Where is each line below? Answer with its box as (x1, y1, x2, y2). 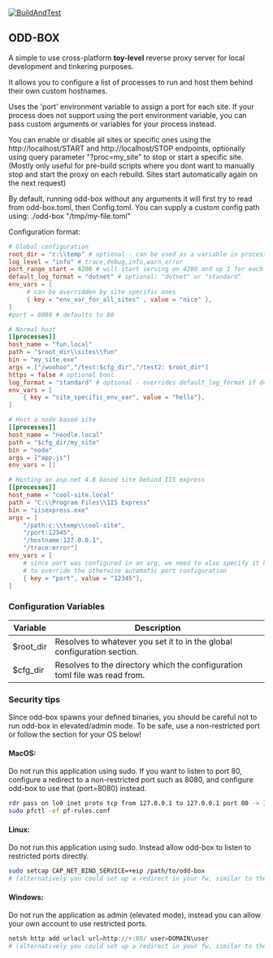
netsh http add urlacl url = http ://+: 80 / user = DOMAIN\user (8, 934, 209, 943)
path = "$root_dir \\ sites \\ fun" (8, 348, 118, 357)
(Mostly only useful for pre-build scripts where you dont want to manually (8, 160, 255, 170)
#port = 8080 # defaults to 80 (8, 310, 115, 319)
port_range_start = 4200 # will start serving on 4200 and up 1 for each (8, 265, 264, 273)
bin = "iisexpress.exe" (8, 505, 89, 514)
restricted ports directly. (8, 851, 89, 861)
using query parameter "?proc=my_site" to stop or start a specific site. (8, 151, 244, 162)
